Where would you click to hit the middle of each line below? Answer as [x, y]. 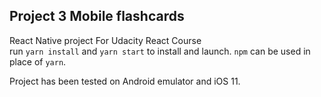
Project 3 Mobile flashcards [97, 16]
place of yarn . [38, 61]
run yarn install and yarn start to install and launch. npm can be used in [160, 51]
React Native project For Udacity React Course [105, 40]
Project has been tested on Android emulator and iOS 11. [125, 81]
